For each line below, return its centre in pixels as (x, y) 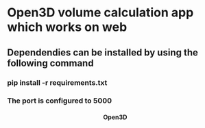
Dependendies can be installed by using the (103, 52)
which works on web (67, 27)
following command (50, 63)
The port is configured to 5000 (60, 101)
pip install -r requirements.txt (57, 82)
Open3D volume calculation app (100, 13)
